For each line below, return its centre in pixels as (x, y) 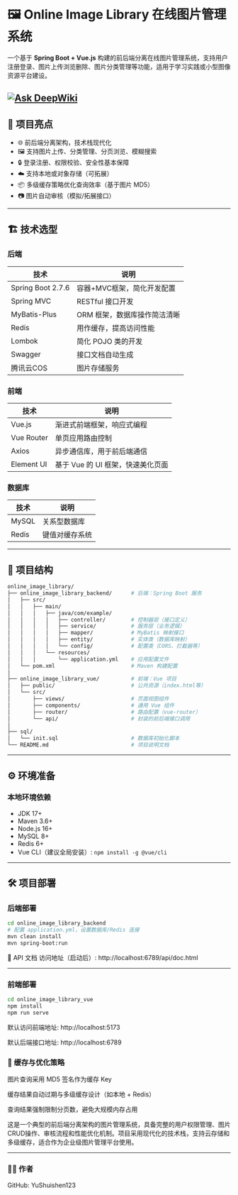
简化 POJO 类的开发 (110, 341)
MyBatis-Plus (34, 314)
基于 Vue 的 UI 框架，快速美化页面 (112, 465)
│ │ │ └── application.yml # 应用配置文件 (88, 659)
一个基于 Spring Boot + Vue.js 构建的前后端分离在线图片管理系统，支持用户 (118, 57)
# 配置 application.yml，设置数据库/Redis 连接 (73, 930)
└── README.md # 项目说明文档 (88, 745)
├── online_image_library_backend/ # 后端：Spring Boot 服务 (104, 593)
